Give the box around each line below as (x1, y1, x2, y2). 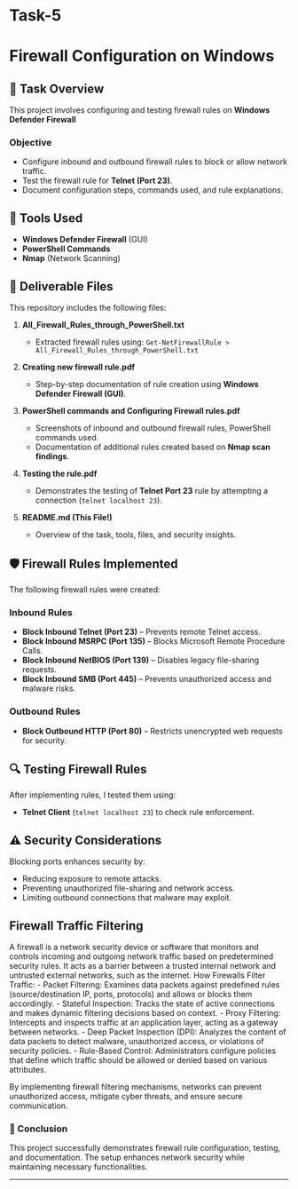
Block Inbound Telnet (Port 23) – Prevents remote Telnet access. (21, 627, 262, 638)
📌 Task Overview (9, 81, 105, 96)
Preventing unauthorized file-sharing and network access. (21, 883, 235, 893)
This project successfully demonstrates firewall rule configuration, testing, (9, 1143, 281, 1153)
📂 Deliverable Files (9, 279, 114, 294)
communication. (9, 1100, 68, 1111)
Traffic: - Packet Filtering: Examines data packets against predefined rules (9, 979, 280, 990)
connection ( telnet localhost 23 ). (35, 495, 162, 506)
